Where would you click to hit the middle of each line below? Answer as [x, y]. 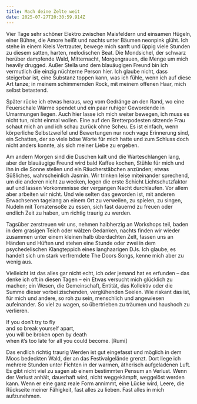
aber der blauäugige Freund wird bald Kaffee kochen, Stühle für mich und [95, 163]
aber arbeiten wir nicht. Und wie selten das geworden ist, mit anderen [91, 194]
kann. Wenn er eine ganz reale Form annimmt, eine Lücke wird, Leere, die [95, 383]
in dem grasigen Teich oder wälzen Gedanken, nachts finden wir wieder [93, 231]
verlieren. [18, 310]
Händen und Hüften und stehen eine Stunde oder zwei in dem [81, 243]
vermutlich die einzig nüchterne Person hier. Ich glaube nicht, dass [87, 71]
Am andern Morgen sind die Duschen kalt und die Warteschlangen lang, [93, 156]
